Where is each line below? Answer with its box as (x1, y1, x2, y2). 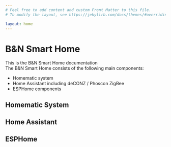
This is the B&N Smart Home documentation (5, 60, 98, 66)
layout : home (5, 21, 33, 26)
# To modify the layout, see (5, 12, 67, 17)
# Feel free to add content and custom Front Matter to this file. (5, 7, 152, 13)
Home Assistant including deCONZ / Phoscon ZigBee (12, 81, 125, 87)
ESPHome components (12, 86, 62, 92)
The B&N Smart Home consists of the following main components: (5, 65, 144, 71)
